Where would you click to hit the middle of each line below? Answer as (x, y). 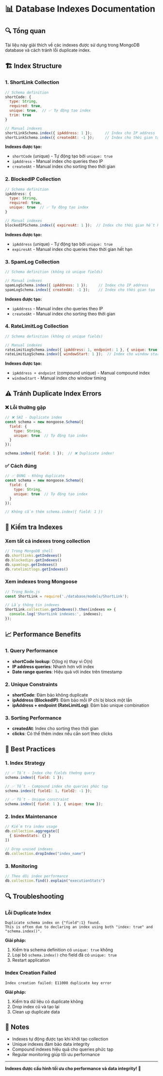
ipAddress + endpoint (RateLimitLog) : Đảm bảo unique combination (81, 705)
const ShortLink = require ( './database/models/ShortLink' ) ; (67, 596)
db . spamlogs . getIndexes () (31, 565)
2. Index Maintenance (31, 817)
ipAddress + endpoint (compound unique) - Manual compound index (81, 373)
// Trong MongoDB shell (29, 551)
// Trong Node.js (23, 592)
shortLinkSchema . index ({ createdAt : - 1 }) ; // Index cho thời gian (79, 137)
